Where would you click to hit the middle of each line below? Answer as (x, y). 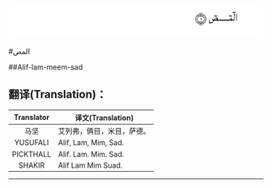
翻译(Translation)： (58, 94)
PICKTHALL (32, 154)
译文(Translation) (104, 117)
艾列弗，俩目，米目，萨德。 (104, 131)
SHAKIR (32, 165)
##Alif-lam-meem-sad (46, 66)
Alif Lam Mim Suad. (90, 165)
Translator (32, 117)
